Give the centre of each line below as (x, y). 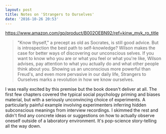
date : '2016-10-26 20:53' (32, 19)
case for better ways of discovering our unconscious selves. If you (85, 53)
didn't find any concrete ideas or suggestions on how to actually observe (80, 116)
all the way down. (23, 126)
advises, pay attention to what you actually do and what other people (88, 64)
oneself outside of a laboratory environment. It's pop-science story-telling (81, 121)
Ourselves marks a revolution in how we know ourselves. (76, 79)
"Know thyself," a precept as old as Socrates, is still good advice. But (88, 43)
